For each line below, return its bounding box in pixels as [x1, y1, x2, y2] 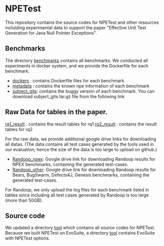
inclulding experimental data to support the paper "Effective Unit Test [5, 24, 147, 30]
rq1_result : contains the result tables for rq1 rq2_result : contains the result [5, 121, 157, 127]
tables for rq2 [5, 126, 33, 132]
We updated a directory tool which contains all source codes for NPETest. [5, 225, 156, 231]
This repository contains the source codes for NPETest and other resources [5, 19, 159, 25]
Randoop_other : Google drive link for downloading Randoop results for [12, 167, 156, 173]
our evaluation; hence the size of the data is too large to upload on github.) [5, 146, 157, 152]
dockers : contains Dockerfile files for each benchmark [12, 77, 124, 83]
